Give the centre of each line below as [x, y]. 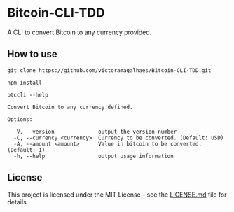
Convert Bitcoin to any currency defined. [70, 107]
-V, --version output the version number [95, 132]
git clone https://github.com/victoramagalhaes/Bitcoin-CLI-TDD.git [109, 70]
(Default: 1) [26, 150]
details [17, 202]
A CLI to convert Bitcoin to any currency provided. [80, 32]
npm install [25, 83]
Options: [20, 119]
